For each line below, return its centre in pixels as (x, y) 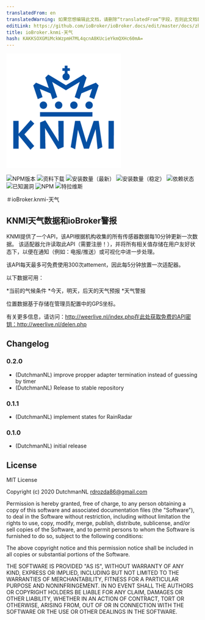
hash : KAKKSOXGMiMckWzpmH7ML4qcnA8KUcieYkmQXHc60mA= (75, 39)
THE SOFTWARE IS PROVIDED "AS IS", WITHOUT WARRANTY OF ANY (95, 566)
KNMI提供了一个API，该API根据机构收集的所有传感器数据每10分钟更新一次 (99, 236)
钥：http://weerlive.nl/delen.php (47, 324)
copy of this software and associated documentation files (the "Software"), (101, 510)
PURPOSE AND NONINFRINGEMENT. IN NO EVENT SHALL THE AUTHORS (100, 586)
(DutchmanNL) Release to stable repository (69, 388)
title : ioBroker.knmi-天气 (40, 32)
